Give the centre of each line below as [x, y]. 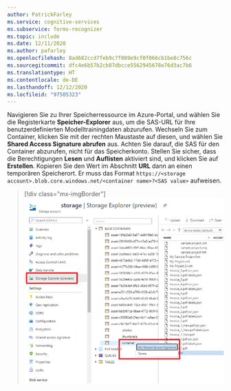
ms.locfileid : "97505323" [44, 94]
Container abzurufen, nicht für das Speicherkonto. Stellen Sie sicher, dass [112, 151]
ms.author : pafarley [37, 51]
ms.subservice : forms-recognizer [55, 29]
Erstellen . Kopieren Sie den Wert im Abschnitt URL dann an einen [100, 166]
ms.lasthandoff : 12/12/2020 [47, 87]
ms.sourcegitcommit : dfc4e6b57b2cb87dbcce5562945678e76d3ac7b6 [100, 65]
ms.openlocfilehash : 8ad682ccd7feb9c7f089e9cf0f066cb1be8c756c [100, 59]
